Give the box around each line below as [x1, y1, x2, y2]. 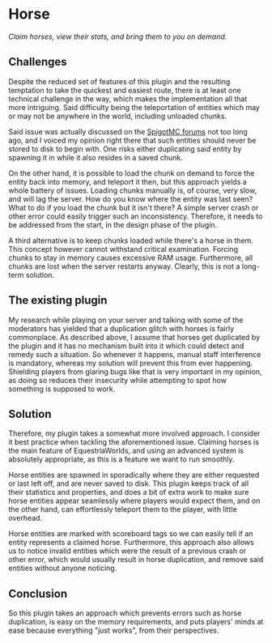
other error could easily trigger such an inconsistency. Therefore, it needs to [8, 211, 263, 221]
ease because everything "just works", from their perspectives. [8, 625, 219, 636]
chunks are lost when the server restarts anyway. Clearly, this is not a [8, 261, 240, 271]
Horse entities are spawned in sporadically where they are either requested [8, 471, 260, 480]
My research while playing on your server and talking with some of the [8, 315, 244, 325]
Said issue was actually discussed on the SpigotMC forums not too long [8, 126, 249, 136]
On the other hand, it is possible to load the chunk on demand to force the [8, 168, 255, 178]
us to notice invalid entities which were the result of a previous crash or [8, 546, 247, 556]
